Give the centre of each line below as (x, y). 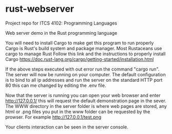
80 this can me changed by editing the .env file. (56, 85)
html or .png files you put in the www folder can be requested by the (78, 111)
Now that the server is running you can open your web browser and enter (83, 95)
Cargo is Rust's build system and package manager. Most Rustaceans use (84, 48)
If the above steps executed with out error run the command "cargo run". (82, 69)
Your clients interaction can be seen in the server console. (67, 127)
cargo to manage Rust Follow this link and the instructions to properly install (85, 54)
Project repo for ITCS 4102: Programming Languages (61, 23)
